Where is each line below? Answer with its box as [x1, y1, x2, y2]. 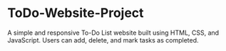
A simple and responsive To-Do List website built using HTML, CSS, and [7, 28, 220, 37]
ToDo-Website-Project [7, 5, 144, 21]
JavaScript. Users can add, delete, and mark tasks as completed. [7, 35, 199, 44]
